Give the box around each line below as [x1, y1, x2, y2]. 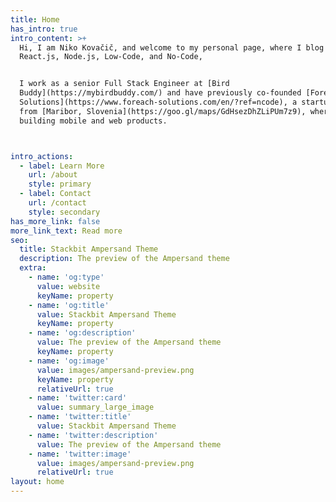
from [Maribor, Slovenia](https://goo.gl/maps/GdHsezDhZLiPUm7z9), [19, 106, 307, 116]
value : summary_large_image [36, 402, 155, 413]
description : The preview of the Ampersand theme [19, 254, 230, 264]
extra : [19, 263, 47, 273]
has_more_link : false [10, 216, 101, 226]
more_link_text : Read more [10, 226, 123, 236]
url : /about [28, 170, 78, 180]
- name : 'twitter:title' [28, 412, 132, 422]
